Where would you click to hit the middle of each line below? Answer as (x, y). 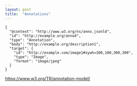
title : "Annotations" (28, 14)
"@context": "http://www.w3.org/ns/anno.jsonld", (60, 31)
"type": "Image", (31, 57)
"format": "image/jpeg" (38, 61)
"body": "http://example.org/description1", (55, 44)
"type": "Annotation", (32, 40)
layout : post (18, 9)
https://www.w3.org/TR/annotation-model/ (48, 78)
